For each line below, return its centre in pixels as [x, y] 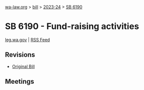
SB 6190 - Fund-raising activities [72, 26]
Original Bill [23, 66]
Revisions [20, 55]
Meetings [20, 82]
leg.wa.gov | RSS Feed [28, 39]
